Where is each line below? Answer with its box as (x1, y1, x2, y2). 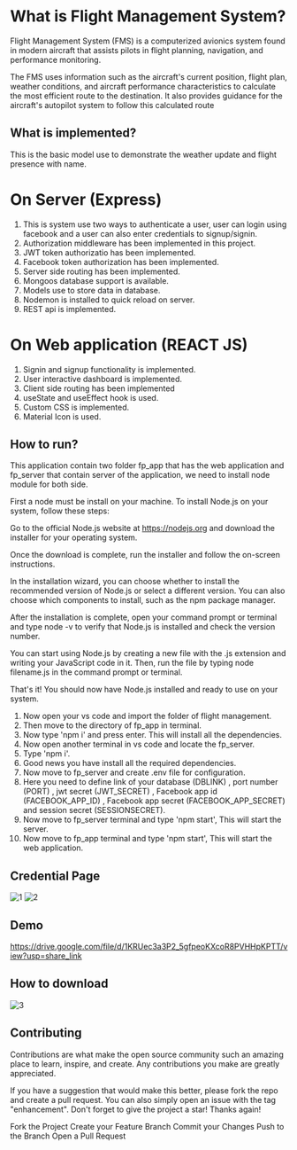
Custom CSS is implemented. (22, 402, 130, 412)
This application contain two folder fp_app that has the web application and (10, 460, 285, 471)
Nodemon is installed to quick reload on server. (22, 294, 195, 305)
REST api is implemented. (22, 303, 117, 314)
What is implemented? (10, 126, 137, 141)
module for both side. (10, 479, 88, 489)
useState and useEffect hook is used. (22, 392, 159, 403)
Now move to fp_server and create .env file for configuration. (22, 767, 246, 778)
